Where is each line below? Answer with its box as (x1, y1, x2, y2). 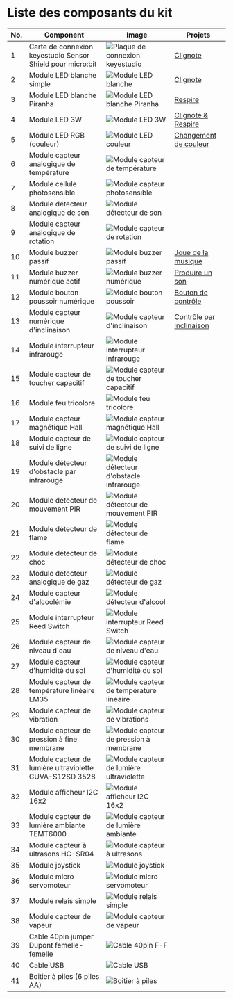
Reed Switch (28, 621, 71, 631)
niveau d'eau (28, 645, 71, 655)
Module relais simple (28, 895, 97, 905)
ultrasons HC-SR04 (28, 849, 94, 859)
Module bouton (28, 287, 79, 297)
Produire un (174, 268, 213, 277)
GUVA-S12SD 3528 (28, 772, 96, 781)
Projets (186, 30, 211, 40)
